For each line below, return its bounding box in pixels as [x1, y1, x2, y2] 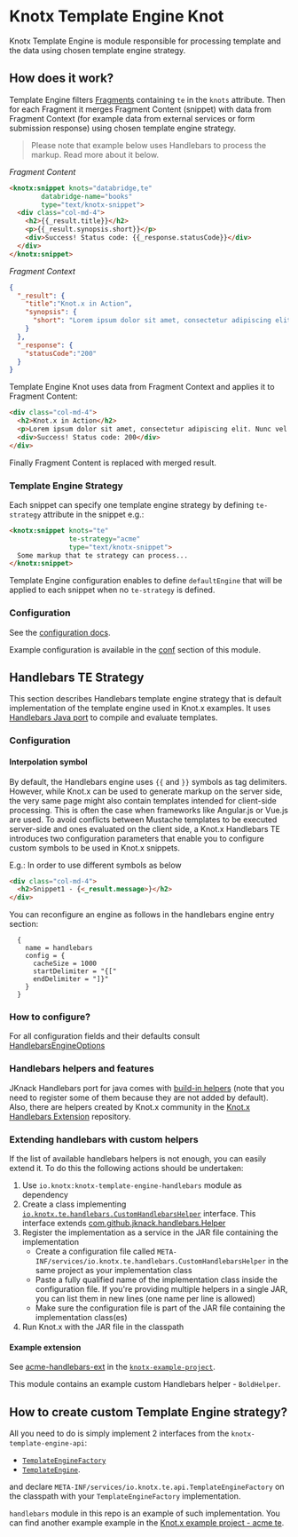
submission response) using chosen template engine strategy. [9, 123, 237, 133]
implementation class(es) [35, 1312, 128, 1323]
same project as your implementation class [35, 1265, 192, 1276]
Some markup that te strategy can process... [17, 551, 189, 560]
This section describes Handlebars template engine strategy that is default [9, 693, 282, 704]
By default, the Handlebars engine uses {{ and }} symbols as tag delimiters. [9, 776, 287, 787]
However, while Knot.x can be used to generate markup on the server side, [9, 786, 283, 796]
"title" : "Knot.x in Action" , [25, 299, 133, 308]
